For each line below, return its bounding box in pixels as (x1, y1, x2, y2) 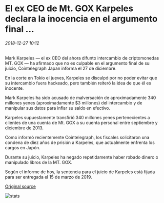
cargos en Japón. (5, 145, 41, 151)
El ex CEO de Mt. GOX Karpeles (5, 3, 133, 14)
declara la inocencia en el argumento (5, 13, 158, 24)
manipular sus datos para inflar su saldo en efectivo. (5, 105, 111, 111)
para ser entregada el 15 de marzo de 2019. (5, 174, 92, 180)
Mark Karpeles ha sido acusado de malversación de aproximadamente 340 (5, 95, 156, 101)
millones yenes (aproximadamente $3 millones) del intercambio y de (5, 100, 143, 106)
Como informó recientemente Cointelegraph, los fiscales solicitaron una (5, 135, 150, 141)
